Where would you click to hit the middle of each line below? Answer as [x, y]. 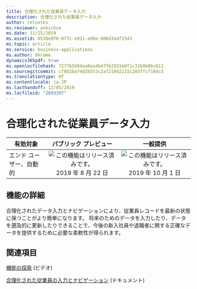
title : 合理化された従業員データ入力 [46, 11]
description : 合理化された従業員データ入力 [54, 17]
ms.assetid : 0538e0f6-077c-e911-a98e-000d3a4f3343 [69, 39]
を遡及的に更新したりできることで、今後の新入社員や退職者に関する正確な [96, 225]
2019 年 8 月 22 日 [82, 173]
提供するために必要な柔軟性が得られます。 [73, 232]
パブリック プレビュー [82, 144]
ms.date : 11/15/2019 [31, 33]
